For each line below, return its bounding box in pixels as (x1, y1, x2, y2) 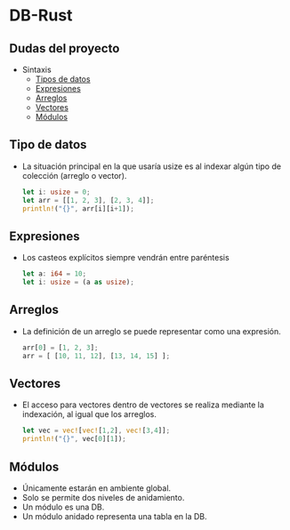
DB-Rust (9, 5, 73, 26)
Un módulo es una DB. (21, 502, 105, 512)
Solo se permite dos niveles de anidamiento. (21, 492, 185, 502)
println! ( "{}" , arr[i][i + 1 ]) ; (21, 204, 135, 213)
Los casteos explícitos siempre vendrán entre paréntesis (21, 253, 230, 263)
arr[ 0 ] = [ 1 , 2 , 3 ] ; (21, 343, 99, 352)
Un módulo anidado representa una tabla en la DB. (21, 510, 207, 521)
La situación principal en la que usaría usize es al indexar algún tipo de (21, 161, 282, 172)
